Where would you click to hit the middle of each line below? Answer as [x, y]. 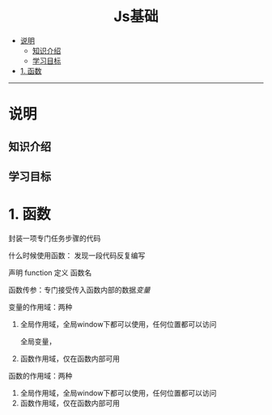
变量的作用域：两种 [40, 307]
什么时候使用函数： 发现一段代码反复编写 [77, 255]
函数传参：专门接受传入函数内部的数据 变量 [79, 290]
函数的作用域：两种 [40, 375]
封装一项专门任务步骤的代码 [55, 238]
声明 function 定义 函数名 [50, 273]
